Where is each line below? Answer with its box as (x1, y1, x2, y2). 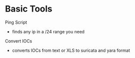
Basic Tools (5, 3, 52, 14)
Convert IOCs (5, 38, 33, 44)
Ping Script (5, 19, 28, 25)
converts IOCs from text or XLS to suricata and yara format (12, 47, 130, 53)
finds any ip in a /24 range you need (12, 29, 85, 34)
